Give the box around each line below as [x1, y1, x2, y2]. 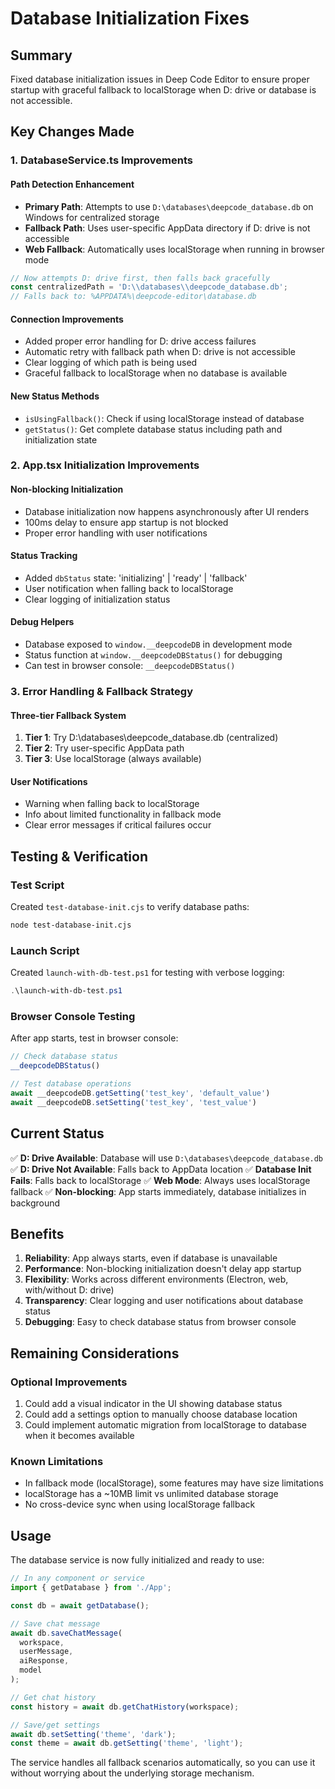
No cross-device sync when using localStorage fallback [24, 1498, 256, 1511]
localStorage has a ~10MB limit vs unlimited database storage [24, 1488, 279, 1500]
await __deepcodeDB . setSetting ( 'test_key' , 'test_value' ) [10, 1097, 257, 1107]
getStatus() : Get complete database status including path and [24, 423, 283, 435]
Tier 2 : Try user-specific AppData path [24, 742, 185, 754]
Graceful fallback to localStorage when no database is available [24, 367, 288, 379]
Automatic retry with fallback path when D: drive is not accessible [24, 346, 296, 358]
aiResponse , [19, 1656, 70, 1666]
